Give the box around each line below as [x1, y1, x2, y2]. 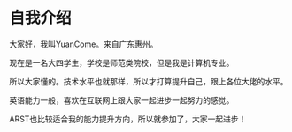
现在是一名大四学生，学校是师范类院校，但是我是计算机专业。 [9, 57, 234, 68]
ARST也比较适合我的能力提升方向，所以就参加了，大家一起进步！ [9, 114, 247, 124]
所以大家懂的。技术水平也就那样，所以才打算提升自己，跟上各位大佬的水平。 [9, 76, 288, 86]
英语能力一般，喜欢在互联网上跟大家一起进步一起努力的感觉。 [9, 94, 234, 106]
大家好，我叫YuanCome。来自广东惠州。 [9, 39, 158, 49]
